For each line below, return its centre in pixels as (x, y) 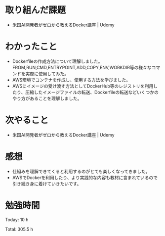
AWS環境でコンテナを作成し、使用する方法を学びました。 (71, 80)
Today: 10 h (17, 219)
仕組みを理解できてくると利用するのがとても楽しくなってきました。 (81, 171)
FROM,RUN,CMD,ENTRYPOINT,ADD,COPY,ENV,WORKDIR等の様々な (82, 67)
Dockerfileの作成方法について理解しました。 (57, 61)
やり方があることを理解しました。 (47, 98)
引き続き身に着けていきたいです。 (47, 184)
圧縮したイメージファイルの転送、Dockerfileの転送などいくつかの (92, 92)
